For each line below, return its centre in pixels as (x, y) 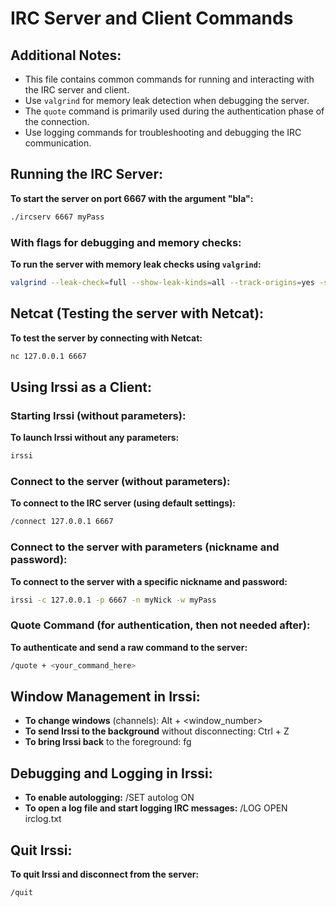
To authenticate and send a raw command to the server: (129, 647)
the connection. (57, 121)
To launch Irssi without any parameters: (95, 438)
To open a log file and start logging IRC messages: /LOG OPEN (156, 808)
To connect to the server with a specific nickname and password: (149, 581)
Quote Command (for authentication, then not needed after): (160, 625)
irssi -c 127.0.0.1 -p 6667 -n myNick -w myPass (113, 600)
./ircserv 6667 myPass (57, 217)
